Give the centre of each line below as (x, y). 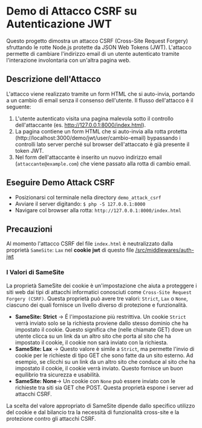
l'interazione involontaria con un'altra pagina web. (69, 60)
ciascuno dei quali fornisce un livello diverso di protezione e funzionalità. (97, 305)
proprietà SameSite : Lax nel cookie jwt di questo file (70, 250)
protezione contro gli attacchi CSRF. (51, 418)
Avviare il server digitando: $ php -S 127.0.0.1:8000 (80, 204)
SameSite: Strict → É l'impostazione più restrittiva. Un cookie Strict (100, 316)
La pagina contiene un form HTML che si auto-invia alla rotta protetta (101, 131)
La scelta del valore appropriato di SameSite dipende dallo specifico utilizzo (101, 406)
